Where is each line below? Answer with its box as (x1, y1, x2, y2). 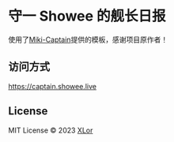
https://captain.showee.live (8, 81, 97, 91)
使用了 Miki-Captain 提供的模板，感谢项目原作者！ (8, 35, 168, 44)
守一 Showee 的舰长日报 (8, 7, 166, 25)
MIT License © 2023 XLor (8, 125, 93, 135)
